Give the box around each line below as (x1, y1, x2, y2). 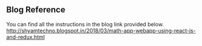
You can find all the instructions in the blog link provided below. (6, 20, 165, 27)
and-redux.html (6, 33, 45, 41)
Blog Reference (6, 5, 65, 15)
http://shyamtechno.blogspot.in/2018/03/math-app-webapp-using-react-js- (6, 27, 196, 34)
